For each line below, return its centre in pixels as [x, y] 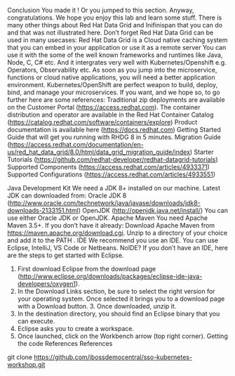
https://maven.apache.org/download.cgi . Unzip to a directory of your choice [117, 233]
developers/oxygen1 [46, 284]
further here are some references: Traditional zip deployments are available [116, 100]
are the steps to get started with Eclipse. [66, 255]
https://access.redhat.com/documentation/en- [76, 144]
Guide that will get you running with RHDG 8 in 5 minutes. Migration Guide [114, 137]
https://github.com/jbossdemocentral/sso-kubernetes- [113, 357]
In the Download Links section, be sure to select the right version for [116, 291]
